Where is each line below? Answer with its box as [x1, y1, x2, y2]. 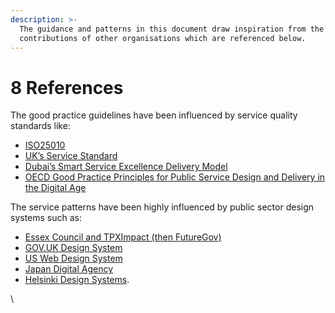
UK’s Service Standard [24, 150, 118, 162]
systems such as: [10, 212, 83, 224]
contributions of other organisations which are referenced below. [19, 33, 307, 43]
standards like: [10, 120, 71, 132]
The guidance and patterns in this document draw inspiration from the [19, 24, 325, 34]
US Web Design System [24, 252, 123, 265]
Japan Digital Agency [24, 263, 114, 275]
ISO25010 [24, 139, 66, 151]
